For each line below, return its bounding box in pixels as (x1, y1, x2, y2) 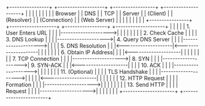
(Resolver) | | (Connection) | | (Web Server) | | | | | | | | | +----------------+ (6, 16, 193, 23)
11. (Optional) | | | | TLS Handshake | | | (60, 68, 158, 75)
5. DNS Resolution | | (60, 42, 113, 49)
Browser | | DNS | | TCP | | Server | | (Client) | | (55, 10, 173, 17)
